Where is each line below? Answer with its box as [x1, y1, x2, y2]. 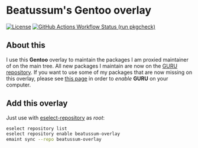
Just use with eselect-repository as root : [6, 114, 105, 121]
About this [6, 40, 46, 50]
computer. [6, 81, 31, 88]
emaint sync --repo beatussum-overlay [6, 137, 102, 143]
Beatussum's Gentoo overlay [6, 4, 152, 17]
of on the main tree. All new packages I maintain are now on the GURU [6, 62, 178, 69]
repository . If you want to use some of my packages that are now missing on [6, 69, 193, 76]
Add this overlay [6, 98, 68, 108]
